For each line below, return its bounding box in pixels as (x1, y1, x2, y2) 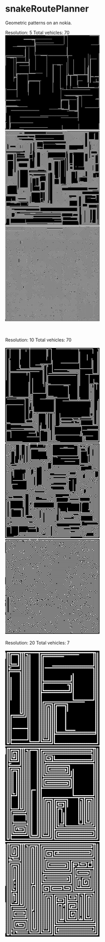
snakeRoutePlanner (5, 3, 89, 15)
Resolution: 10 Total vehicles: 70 (5, 337, 72, 343)
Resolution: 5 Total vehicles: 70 (5, 29, 70, 35)
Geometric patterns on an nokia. (5, 20, 72, 26)
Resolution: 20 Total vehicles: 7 (5, 640, 70, 646)
